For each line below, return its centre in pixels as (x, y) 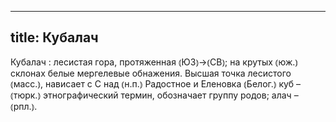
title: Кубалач (54, 37)
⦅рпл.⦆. (24, 106)
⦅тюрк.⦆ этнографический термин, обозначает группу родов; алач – (154, 95)
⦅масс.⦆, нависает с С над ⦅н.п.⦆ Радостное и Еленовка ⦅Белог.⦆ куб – (156, 83)
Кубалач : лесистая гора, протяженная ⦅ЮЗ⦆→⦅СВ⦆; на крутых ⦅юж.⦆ (154, 62)
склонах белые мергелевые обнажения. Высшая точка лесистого (151, 73)
